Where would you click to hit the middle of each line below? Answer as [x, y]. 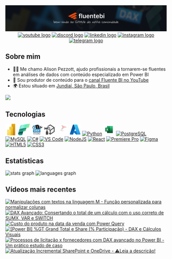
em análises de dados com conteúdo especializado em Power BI [81, 75]
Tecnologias [25, 114]
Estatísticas [25, 161]
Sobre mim [23, 57]
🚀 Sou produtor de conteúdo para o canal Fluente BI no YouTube [81, 80]
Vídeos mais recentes [41, 189]
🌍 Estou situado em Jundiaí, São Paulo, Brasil [61, 86]
